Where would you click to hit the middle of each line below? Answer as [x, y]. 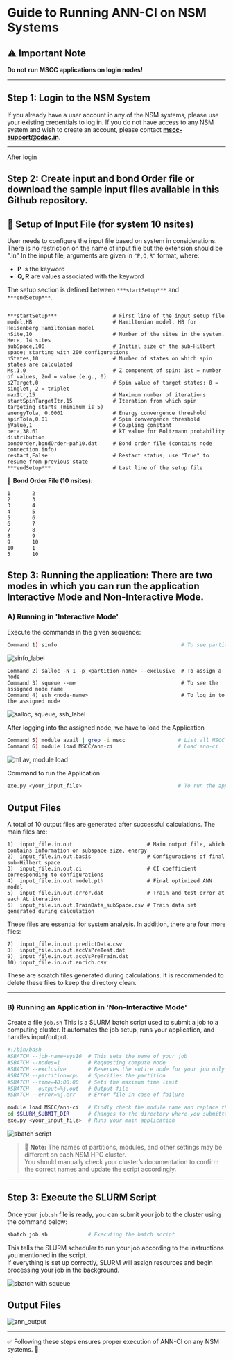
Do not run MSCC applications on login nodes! [75, 70]
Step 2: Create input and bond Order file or [101, 179]
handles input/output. [38, 1037]
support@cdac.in [33, 137]
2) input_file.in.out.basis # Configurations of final [116, 857]
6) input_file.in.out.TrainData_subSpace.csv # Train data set [102, 905]
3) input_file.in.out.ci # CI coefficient [102, 869]
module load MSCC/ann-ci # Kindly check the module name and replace [113, 1108]
